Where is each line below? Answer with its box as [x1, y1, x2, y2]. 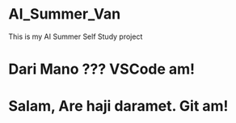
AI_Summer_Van [8, 5, 121, 23]
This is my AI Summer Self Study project [8, 32, 143, 41]
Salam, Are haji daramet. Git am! [8, 97, 229, 116]
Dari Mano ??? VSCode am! [8, 60, 196, 78]
